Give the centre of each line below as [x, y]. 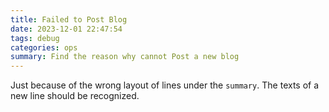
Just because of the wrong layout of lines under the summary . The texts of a [165, 85]
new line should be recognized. [75, 96]
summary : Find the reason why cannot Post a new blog [125, 57]
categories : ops [44, 47]
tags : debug [35, 38]
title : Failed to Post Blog [69, 19]
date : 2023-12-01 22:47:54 [66, 29]
